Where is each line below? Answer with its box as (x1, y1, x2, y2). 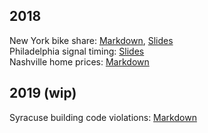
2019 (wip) (9, 85, 77, 102)
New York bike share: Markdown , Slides (9, 34, 174, 46)
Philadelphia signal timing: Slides (9, 45, 145, 57)
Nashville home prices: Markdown (9, 55, 150, 68)
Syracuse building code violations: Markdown (9, 111, 197, 123)
